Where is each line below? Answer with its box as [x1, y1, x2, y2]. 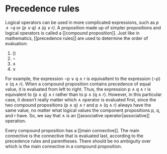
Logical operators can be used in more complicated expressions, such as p [5, 19, 159, 25]
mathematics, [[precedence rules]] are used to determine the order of [5, 35, 148, 41]
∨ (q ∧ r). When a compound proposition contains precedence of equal [5, 80, 151, 87]
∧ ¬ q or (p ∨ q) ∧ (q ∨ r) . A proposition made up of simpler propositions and [5, 24, 162, 30]
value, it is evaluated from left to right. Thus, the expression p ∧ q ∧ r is [5, 86, 151, 92]
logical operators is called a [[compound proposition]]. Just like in [5, 30, 140, 36]
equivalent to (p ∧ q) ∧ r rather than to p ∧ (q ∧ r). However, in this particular [5, 91, 162, 97]
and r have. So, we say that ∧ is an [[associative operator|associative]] [5, 112, 150, 118]
